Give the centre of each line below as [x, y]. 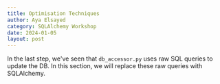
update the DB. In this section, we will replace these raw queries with [105, 66]
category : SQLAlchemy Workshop [52, 26]
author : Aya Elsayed [37, 20]
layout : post [26, 39]
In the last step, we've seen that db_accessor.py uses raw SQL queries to [110, 59]
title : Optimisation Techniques [53, 13]
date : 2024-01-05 [32, 33]
